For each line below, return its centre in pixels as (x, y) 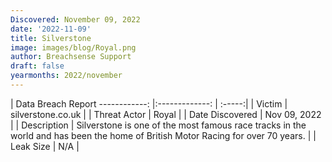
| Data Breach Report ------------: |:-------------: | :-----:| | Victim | (149, 103)
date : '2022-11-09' (51, 29)
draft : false (37, 66)
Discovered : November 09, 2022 (75, 19)
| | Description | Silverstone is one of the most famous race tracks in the (158, 125)
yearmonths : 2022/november (66, 76)
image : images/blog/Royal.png (73, 47)
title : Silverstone (51, 38)
